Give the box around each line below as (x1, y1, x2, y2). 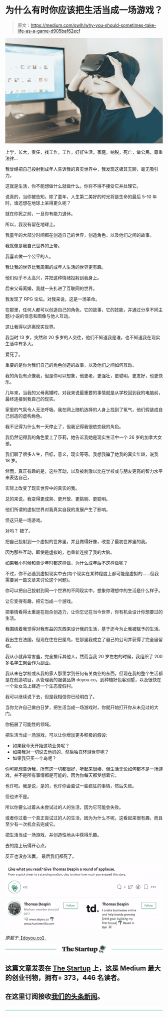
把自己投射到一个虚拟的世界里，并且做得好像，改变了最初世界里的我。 (5, 538, 150, 544)
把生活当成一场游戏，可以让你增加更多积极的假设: (5, 732, 107, 738)
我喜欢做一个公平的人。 (5, 253, 53, 259)
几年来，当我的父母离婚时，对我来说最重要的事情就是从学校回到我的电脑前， (5, 389, 163, 395)
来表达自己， (5, 474, 31, 480)
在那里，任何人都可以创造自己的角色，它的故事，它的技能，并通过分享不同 (5, 307, 158, 313)
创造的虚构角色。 (9, 413, 45, 419)
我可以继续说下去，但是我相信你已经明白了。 (5, 693, 97, 699)
